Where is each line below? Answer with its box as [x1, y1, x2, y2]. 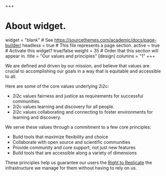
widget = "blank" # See [5, 37, 54, 43]
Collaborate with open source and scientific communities [12, 139, 130, 145]
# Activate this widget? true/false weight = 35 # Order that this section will [5, 47, 159, 53]
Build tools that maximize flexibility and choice [12, 134, 108, 140]
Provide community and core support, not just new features [12, 144, 136, 150]
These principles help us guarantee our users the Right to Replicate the [5, 159, 152, 165]
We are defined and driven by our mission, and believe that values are [5, 62, 149, 68]
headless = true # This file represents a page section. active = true [22, 42, 160, 48]
